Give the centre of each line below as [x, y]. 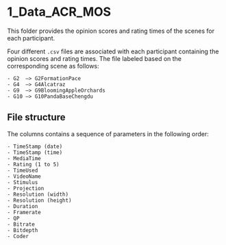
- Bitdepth [23, 230]
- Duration [23, 206]
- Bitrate [21, 224]
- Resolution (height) [39, 200]
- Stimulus [23, 182]
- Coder [18, 236]
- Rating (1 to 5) [33, 164]
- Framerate [24, 212]
